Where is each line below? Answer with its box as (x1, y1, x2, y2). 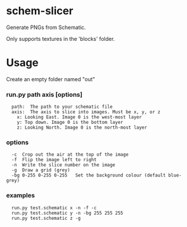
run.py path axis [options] (6, 90, 83, 98)
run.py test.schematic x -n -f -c (11, 204, 97, 211)
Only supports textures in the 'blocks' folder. (6, 35, 115, 42)
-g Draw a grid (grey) (11, 167, 70, 173)
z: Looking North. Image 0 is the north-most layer (17, 124, 147, 131)
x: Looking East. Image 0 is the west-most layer (17, 114, 142, 120)
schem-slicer (6, 4, 74, 18)
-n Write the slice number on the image (11, 162, 116, 168)
